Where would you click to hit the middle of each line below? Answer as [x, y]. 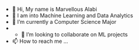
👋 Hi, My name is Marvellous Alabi [54, 9]
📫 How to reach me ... [40, 41]
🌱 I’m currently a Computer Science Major [64, 22]
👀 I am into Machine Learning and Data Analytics [73, 15]
